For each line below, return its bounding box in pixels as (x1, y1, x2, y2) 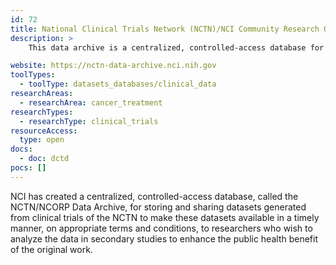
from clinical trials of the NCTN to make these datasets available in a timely (10, 211, 320, 223)
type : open (19, 135, 65, 145)
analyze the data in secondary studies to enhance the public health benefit (10, 232, 318, 245)
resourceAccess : (10, 126, 78, 136)
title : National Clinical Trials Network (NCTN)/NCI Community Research (10, 24, 320, 34)
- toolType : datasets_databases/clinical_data (19, 79, 217, 90)
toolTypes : (10, 70, 56, 80)
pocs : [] (10, 163, 47, 173)
